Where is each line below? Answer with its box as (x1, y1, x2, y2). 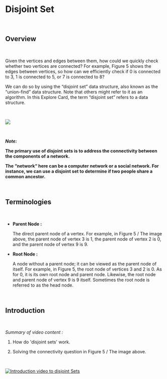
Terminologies (5, 198, 52, 206)
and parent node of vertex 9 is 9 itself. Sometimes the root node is (12, 277, 150, 283)
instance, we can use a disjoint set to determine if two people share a (5, 168, 153, 174)
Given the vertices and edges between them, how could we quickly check (5, 58, 158, 64)
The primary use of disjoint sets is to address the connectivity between (5, 148, 157, 154)
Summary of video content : (5, 329, 63, 335)
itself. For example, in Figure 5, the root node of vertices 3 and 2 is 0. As (12, 266, 162, 272)
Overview (5, 35, 37, 43)
